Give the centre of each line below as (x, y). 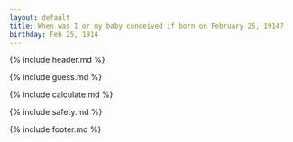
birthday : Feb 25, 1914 (54, 34)
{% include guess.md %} (55, 77)
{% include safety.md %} (56, 112)
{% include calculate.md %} (61, 94)
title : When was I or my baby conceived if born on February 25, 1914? (146, 26)
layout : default (40, 18)
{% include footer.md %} (55, 129)
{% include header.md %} (57, 60)
